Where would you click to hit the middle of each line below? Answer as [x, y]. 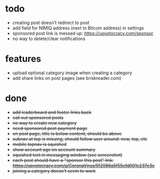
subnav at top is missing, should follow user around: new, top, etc [80, 139]
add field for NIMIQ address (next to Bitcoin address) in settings [78, 28]
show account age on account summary [54, 149]
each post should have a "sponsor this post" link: [63, 160]
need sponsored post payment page [50, 128]
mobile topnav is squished [39, 144]
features [23, 59]
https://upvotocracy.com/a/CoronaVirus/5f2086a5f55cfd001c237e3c [83, 165]
